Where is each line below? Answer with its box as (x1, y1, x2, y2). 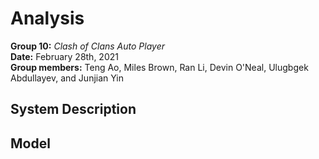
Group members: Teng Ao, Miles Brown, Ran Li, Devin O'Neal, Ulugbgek (10, 61, 309, 73)
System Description (10, 101, 137, 118)
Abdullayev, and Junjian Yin (10, 72, 125, 84)
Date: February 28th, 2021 (10, 50, 119, 62)
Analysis (10, 7, 85, 30)
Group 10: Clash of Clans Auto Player (10, 40, 165, 52)
